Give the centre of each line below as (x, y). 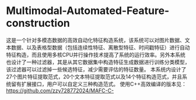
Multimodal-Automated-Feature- (88, 11)
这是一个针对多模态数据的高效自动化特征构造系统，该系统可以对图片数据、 (95, 40)
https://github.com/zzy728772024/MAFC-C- (60, 90)
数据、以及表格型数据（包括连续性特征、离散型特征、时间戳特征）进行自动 (100, 47)
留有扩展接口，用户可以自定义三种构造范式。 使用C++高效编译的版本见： (99, 84)
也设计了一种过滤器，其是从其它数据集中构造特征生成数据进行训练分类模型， (98, 62)
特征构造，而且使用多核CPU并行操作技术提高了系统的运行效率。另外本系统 (96, 54)
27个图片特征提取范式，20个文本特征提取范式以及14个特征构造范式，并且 (94, 77)
